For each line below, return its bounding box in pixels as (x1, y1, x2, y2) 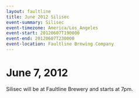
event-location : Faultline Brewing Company (6, 41, 114, 47)
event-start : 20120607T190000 (6, 30, 80, 36)
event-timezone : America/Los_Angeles (6, 24, 99, 31)
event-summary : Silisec (6, 19, 65, 25)
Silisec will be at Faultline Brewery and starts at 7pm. (6, 85, 133, 92)
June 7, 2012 (6, 66, 69, 79)
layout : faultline (6, 8, 51, 15)
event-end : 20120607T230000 (6, 36, 75, 41)
